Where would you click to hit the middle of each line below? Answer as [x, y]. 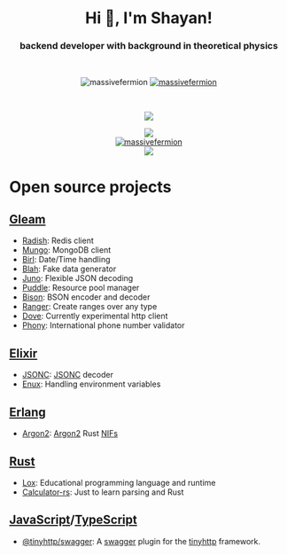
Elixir [23, 353]
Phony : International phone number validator [103, 325]
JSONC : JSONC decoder [67, 375]
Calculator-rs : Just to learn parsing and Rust [103, 492]
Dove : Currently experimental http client [95, 316]
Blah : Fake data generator [69, 269]
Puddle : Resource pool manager [81, 288]
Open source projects [90, 187]
